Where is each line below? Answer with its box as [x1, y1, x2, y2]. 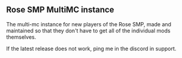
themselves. [6, 33, 37, 41]
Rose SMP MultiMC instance [6, 5, 115, 15]
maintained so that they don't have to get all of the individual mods [6, 27, 171, 34]
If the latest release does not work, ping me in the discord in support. [6, 45, 177, 52]
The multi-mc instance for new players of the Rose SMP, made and [6, 20, 172, 28]
